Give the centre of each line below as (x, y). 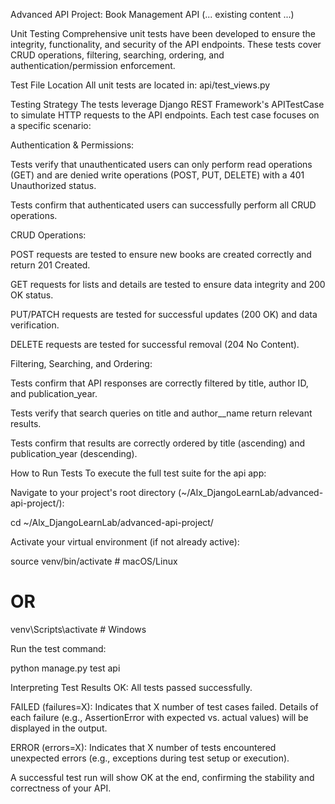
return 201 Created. (50, 265)
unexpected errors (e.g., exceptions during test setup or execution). (150, 758)
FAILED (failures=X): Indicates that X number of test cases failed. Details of (164, 706)
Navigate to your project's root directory (93, 492)
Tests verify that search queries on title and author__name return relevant (161, 413)
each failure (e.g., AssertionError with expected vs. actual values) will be (159, 717)
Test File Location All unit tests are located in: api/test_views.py (140, 85)
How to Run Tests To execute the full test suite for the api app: (138, 473)
